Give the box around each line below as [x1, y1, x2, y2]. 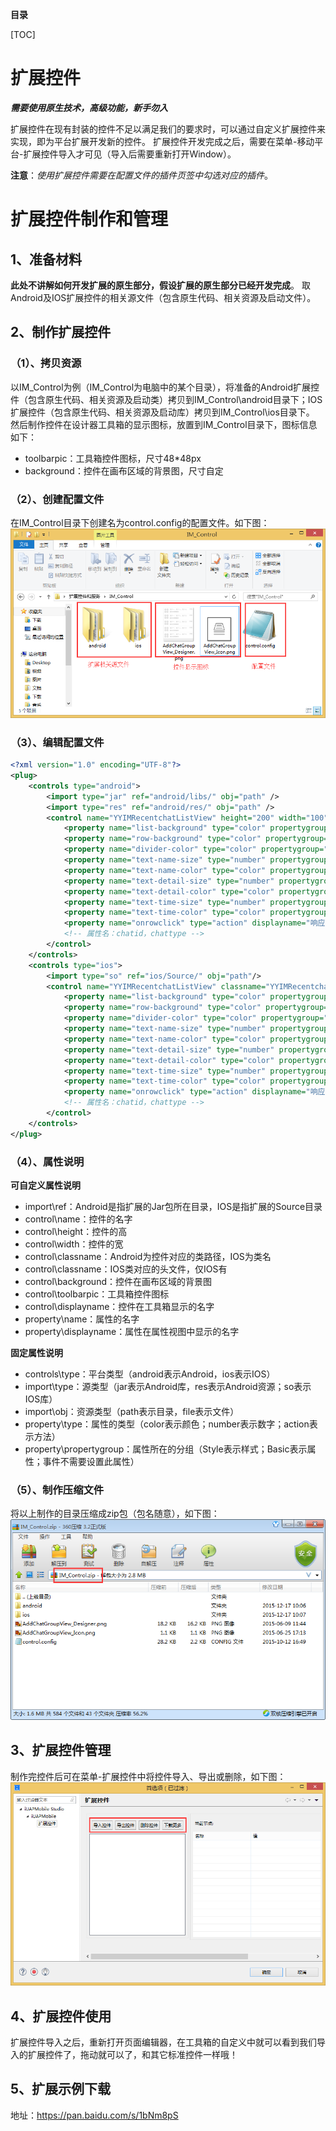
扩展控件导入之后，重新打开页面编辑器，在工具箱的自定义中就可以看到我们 [10, 2036, 317, 2048]
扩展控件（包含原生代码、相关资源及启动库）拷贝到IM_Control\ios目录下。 [10, 406, 315, 418]
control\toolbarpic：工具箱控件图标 [24, 1288, 170, 1300]
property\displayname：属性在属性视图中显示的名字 [24, 1326, 240, 1337]
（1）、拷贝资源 [10, 356, 82, 370]
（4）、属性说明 [10, 1154, 85, 1168]
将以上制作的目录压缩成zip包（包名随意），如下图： [10, 1508, 220, 1520]
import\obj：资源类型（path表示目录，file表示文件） [24, 1406, 240, 1417]
